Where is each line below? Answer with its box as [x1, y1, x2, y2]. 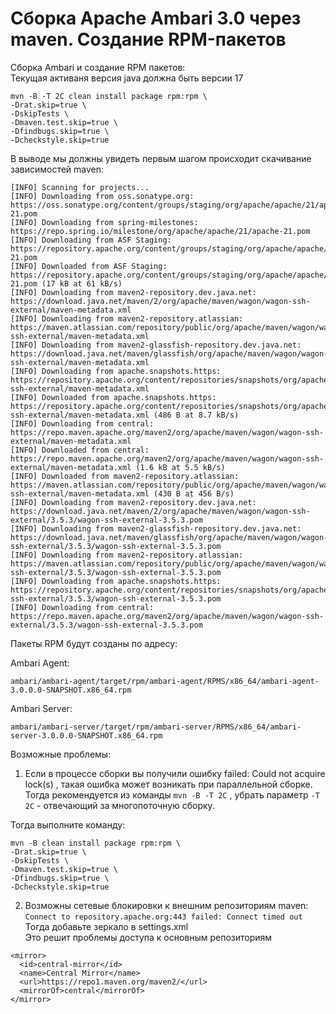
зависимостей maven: [10, 163, 105, 175]
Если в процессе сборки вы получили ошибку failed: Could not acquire [24, 767, 326, 779]
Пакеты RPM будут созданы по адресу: [10, 637, 178, 649]
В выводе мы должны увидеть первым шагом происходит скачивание [10, 152, 312, 164]
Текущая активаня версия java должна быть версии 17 [10, 72, 244, 84]
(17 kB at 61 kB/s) [41, 278, 123, 289]
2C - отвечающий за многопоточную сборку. [24, 799, 215, 811]
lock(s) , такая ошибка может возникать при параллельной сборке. [24, 778, 313, 790]
